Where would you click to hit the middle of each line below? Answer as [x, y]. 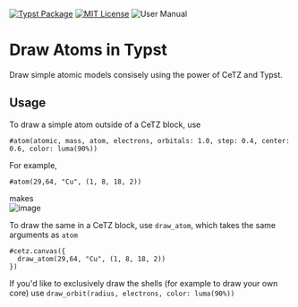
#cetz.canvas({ [38, 251]
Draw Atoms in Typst [89, 50]
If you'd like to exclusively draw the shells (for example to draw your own [144, 283]
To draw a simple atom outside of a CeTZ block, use [105, 124]
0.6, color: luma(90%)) [54, 149]
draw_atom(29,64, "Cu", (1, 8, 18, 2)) [92, 259]
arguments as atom [44, 235]
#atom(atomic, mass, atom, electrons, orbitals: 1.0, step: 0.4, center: [150, 141]
